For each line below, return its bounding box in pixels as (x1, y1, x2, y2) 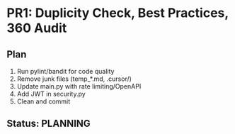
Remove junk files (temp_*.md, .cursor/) (16, 74, 132, 83)
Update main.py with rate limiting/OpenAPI (16, 82, 142, 90)
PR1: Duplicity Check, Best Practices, (6, 5, 229, 21)
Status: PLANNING (6, 118, 91, 130)
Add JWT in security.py (16, 90, 86, 98)
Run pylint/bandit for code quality (16, 67, 115, 75)
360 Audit (6, 20, 67, 36)
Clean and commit (16, 97, 71, 106)
